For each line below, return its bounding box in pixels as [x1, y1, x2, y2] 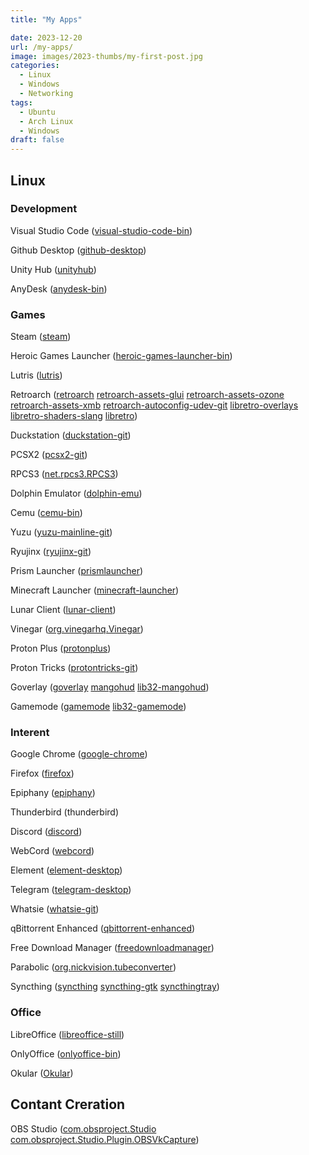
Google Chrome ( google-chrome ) [10, 748, 148, 760]
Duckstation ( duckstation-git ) [10, 429, 132, 441]
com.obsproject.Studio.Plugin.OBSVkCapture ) [10, 1133, 200, 1145]
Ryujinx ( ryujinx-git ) [10, 546, 92, 558]
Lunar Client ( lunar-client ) [10, 604, 117, 616]
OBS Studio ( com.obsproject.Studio [10, 1122, 157, 1135]
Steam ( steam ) [10, 331, 72, 343]
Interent [10, 726, 50, 740]
